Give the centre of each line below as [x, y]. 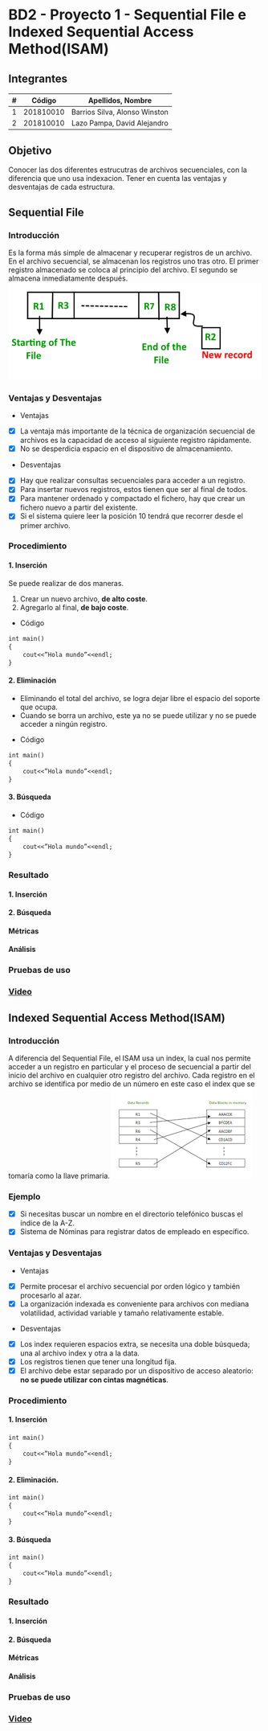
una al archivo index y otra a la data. [80, 1353]
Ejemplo [24, 1196]
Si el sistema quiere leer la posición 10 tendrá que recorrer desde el [131, 516]
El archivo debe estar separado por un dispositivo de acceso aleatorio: [137, 1370]
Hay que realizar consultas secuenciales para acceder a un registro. [133, 481]
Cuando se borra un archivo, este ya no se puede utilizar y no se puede [138, 715]
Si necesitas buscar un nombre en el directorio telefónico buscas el [131, 1214]
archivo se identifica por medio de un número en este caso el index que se [132, 1084]
